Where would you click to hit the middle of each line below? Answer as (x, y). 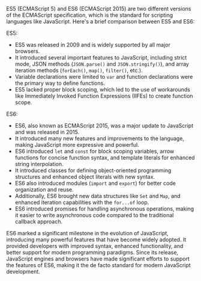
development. (23, 271)
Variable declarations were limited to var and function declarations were (104, 77)
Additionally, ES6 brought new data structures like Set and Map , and (98, 196)
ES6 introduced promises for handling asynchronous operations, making (104, 209)
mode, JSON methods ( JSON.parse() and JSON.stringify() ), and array (102, 64)
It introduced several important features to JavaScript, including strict (101, 57)
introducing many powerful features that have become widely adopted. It (96, 239)
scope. (23, 102)
